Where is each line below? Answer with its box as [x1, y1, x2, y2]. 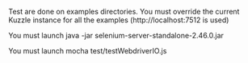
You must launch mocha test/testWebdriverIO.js [8, 46, 167, 55]
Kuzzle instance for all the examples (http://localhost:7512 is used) [8, 15, 229, 25]
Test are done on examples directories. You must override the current [8, 7, 240, 16]
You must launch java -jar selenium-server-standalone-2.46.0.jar [8, 31, 225, 40]
